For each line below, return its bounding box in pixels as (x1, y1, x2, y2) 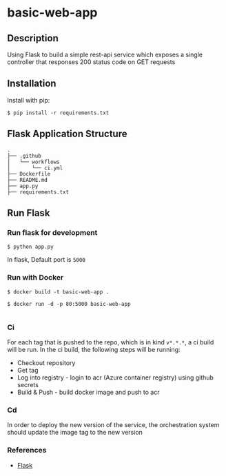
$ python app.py (7, 243, 54, 251)
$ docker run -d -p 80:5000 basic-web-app (7, 300, 131, 307)
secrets (17, 380, 39, 389)
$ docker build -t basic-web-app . (7, 288, 110, 296)
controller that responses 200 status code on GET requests (7, 58, 176, 66)
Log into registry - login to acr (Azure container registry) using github (17, 373, 214, 382)
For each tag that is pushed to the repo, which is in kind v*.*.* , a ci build (7, 338, 214, 346)
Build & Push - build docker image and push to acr (17, 388, 160, 396)
